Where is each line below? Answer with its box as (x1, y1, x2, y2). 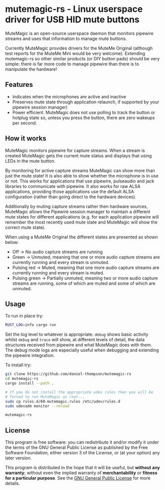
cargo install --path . (5, 381, 54, 386)
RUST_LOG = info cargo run (5, 322, 56, 327)
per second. (12, 120, 37, 126)
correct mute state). (5, 224, 46, 230)
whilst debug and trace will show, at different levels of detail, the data (5, 337, 145, 343)
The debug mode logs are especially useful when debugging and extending (5, 347, 159, 353)
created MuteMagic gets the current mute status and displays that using (5, 152, 152, 159)
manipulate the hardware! (5, 66, 57, 72)
